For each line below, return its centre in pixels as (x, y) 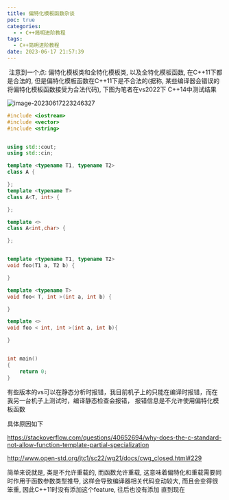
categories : (24, 26)
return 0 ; (34, 372)
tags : (15, 39)
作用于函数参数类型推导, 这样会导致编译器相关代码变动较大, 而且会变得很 (115, 481)
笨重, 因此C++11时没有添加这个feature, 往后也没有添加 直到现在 (96, 489)
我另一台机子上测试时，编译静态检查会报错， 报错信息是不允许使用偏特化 (110, 400)
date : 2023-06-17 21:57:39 (46, 52)
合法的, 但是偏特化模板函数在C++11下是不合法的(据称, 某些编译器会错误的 (116, 80)
